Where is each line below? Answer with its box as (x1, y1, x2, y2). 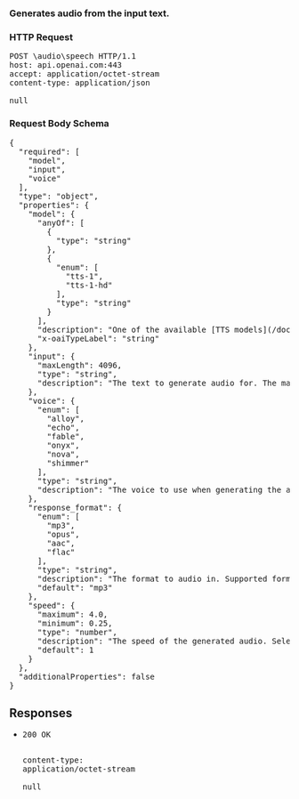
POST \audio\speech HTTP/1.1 (9, 52, 136, 61)
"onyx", (46, 440, 80, 450)
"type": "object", (18, 190, 100, 201)
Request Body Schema (9, 117, 109, 130)
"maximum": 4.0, (36, 609, 109, 619)
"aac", (46, 537, 76, 548)
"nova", (46, 448, 80, 459)
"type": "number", (36, 626, 117, 637)
